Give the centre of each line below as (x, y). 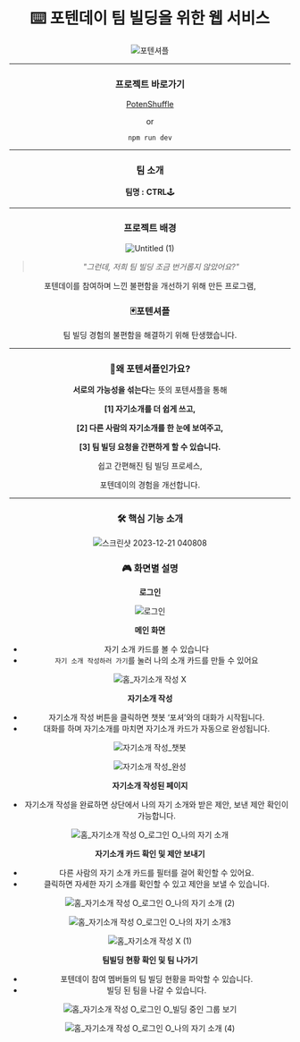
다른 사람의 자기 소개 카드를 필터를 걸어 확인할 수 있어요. (157, 873)
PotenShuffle (150, 105)
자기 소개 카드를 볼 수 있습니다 (157, 649)
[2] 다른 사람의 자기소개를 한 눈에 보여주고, (150, 428)
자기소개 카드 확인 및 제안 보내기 (150, 854)
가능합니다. (157, 816)
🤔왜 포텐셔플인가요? (150, 369)
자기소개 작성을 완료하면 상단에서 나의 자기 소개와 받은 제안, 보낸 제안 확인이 (157, 805)
